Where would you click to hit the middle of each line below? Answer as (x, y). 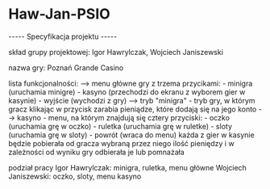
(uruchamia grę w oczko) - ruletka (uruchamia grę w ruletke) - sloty (120, 126)
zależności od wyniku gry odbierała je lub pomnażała (97, 152)
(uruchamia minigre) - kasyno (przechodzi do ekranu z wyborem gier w (127, 92)
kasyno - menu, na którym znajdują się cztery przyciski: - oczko (123, 117)
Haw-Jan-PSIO (59, 14)
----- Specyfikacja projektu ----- (63, 36)
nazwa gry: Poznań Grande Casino (66, 67)
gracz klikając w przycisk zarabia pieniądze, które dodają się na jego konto (133, 109)
